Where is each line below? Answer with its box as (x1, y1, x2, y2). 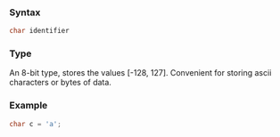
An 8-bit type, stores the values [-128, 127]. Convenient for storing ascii (9, 68, 272, 78)
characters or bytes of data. (9, 77, 111, 88)
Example (9, 100, 48, 112)
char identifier (9, 27, 70, 36)
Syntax (9, 6, 41, 19)
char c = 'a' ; (9, 119, 62, 128)
